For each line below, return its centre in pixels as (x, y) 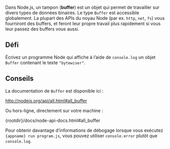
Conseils (20, 79)
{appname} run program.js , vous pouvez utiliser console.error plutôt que (81, 136)
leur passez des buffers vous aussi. (42, 29)
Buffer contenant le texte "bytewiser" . (45, 63)
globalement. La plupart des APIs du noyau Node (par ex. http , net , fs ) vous (85, 18)
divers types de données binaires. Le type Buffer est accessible (72, 13)
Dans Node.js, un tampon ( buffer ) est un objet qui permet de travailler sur (82, 7)
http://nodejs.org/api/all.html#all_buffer (46, 101)
